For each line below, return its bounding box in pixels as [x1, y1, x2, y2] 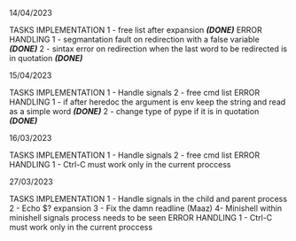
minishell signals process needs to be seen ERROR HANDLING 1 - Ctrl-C [9, 213, 273, 222]
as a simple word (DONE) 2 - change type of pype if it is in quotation [9, 106, 260, 116]
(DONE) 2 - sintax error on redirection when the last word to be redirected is [9, 43, 288, 54]
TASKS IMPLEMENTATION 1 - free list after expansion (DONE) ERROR [9, 25, 263, 35]
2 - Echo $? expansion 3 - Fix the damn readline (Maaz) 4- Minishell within [9, 203, 282, 214]
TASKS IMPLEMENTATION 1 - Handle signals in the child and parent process [9, 194, 288, 204]
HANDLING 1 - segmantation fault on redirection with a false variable [9, 35, 260, 44]
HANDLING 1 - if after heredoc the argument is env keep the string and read [9, 97, 286, 107]
